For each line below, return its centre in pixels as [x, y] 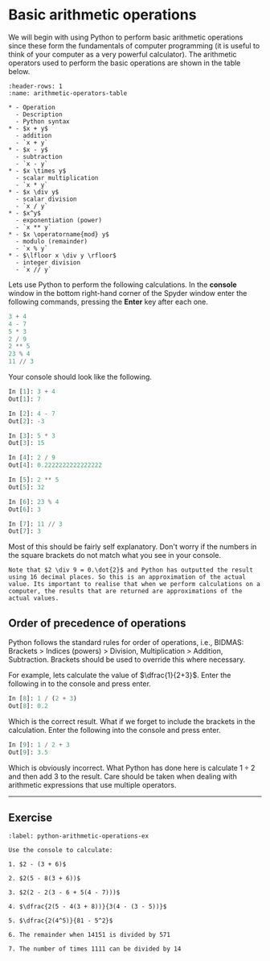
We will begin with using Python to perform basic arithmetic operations [126, 37]
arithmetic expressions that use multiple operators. [92, 784]
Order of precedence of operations [97, 623]
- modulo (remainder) [52, 241]
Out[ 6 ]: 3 [25, 510]
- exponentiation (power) [59, 220]
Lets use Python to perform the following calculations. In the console [123, 285]
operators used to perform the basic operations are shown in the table [125, 63]
